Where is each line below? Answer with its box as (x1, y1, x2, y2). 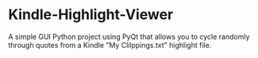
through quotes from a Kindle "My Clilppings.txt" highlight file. (8, 40, 212, 49)
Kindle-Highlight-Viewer (8, 6, 174, 24)
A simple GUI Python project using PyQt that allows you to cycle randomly (8, 32, 250, 41)
